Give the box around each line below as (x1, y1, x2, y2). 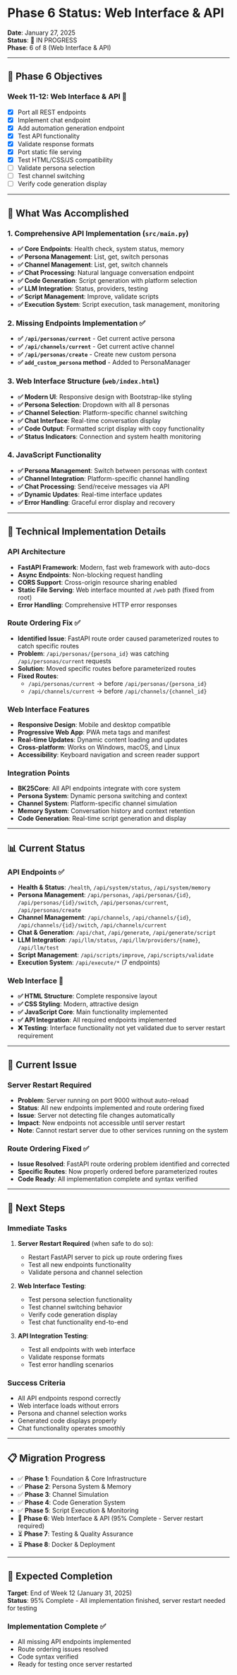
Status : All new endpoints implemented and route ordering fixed (17, 1104, 205, 1112)
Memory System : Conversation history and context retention (17, 807, 195, 815)
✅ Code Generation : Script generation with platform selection (17, 276, 197, 284)
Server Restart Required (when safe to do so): (17, 1239, 154, 1248)
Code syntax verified (17, 1652, 79, 1661)
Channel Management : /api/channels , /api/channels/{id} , (17, 914, 191, 922)
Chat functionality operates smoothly (17, 1424, 126, 1432)
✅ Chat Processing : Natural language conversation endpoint (17, 268, 195, 276)
